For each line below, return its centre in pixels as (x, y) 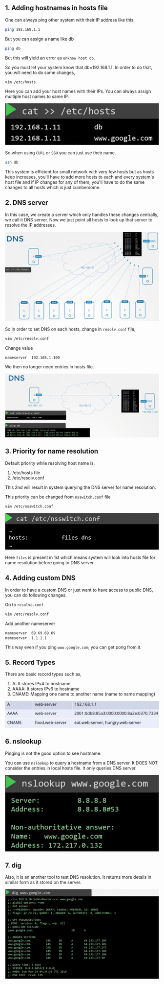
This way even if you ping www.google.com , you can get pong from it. (73, 647)
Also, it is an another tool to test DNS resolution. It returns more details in (78, 877)
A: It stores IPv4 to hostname (41, 684)
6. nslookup (23, 742)
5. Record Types (30, 662)
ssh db (12, 162)
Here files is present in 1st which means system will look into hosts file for (80, 557)
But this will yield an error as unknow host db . (50, 58)
